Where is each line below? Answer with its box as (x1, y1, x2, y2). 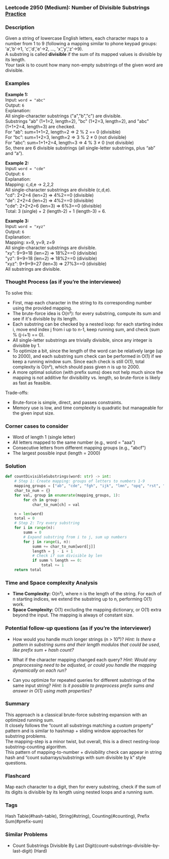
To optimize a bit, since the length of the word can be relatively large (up (12, 348, 163, 354)
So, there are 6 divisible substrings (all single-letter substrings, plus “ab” (5, 145, 155, 151)
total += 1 (41, 563, 64, 568)
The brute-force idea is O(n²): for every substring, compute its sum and (12, 310, 161, 316)
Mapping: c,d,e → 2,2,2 (5, 181, 54, 187)
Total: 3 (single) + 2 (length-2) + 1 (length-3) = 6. (5, 208, 107, 214)
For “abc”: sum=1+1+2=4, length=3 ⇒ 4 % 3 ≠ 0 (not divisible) (5, 139, 134, 145)
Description (5, 24, 35, 31)
